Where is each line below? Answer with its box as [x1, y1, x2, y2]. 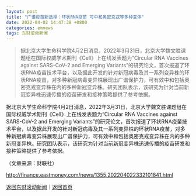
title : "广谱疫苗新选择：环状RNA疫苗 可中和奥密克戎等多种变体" [6, 14, 145, 20]
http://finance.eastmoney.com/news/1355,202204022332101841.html [6, 171, 173, 178]
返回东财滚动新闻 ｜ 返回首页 [6, 184, 73, 191]
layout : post [6, 8, 38, 15]
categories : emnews [6, 25, 54, 31]
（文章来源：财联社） [6, 160, 57, 167]
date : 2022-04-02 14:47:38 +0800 [6, 19, 87, 25]
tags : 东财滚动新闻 [6, 30, 48, 36]
